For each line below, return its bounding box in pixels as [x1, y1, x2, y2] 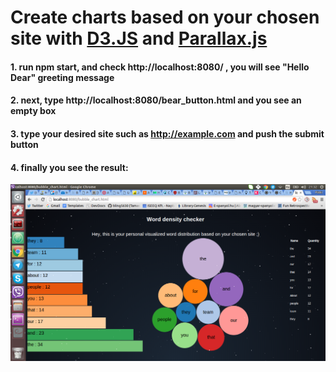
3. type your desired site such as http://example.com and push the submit [10, 127, 325, 140]
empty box [10, 105, 57, 117]
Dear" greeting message [10, 71, 115, 83]
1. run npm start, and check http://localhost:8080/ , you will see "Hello [10, 61, 310, 73]
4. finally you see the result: [10, 161, 129, 173]
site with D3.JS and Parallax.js [10, 27, 268, 50]
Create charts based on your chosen [10, 6, 320, 29]
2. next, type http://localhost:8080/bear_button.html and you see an [10, 94, 302, 106]
